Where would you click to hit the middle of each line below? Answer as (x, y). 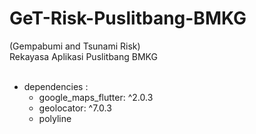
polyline (55, 118)
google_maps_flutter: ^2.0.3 (96, 97)
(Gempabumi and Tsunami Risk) (75, 46)
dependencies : (56, 86)
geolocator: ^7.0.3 (75, 108)
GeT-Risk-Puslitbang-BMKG (128, 18)
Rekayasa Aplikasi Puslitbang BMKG (83, 56)
